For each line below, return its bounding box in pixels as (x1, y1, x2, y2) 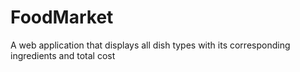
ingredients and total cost (10, 49, 116, 61)
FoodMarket (10, 6, 114, 29)
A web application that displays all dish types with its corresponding (10, 39, 291, 51)
